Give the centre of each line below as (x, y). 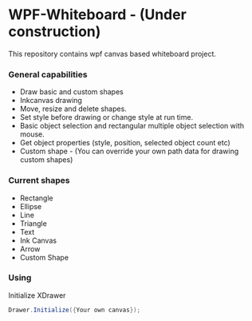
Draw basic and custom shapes (71, 92)
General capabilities (48, 74)
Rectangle (36, 198)
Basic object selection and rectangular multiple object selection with (132, 126)
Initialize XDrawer (37, 295)
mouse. (32, 134)
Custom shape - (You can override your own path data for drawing (129, 151)
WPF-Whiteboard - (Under (98, 15)
